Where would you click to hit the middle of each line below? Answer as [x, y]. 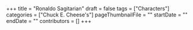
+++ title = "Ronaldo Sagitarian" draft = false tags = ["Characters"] [88, 9]
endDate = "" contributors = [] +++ [49, 21]
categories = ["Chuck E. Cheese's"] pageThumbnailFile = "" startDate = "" [97, 15]
